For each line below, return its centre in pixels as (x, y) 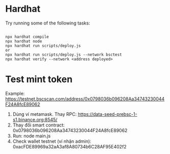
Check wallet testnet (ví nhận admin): (52, 141)
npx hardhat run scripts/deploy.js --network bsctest (64, 55)
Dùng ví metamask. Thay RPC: (45, 114)
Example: (15, 93)
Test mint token (39, 79)
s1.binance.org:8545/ (35, 119)
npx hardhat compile (27, 37)
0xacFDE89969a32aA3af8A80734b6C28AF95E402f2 (69, 146)
